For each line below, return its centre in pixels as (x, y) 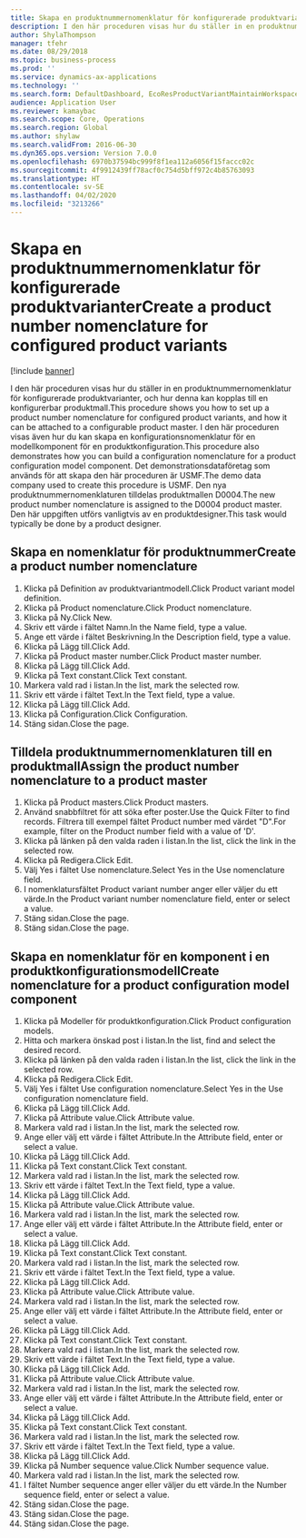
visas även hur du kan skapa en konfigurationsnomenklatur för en (133, 437)
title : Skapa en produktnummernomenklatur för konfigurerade (128, 18)
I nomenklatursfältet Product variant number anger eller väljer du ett (150, 890)
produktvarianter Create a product (141, 307)
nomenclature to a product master (109, 781)
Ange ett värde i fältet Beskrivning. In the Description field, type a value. (157, 637)
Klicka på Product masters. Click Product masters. (116, 802)
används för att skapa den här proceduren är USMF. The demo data (136, 475)
